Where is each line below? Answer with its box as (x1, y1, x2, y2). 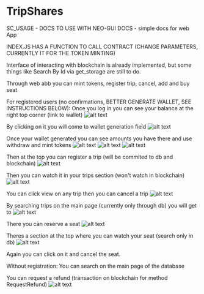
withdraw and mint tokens (6, 141, 71, 148)
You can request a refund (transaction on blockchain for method (6, 274, 168, 281)
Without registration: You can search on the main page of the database (6, 262, 185, 269)
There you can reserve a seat (6, 220, 81, 227)
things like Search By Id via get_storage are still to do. (6, 67, 141, 75)
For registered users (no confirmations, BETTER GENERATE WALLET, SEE (6, 98, 192, 105)
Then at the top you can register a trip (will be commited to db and (6, 153, 173, 160)
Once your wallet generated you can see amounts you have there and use (6, 135, 192, 142)
